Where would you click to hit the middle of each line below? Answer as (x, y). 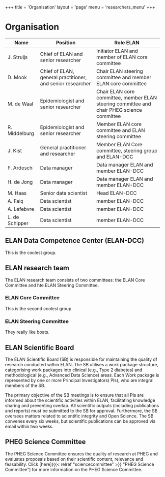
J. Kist (15, 151)
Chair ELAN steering (120, 71)
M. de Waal (20, 104)
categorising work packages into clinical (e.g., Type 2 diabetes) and (74, 370)
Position (66, 42)
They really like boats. (27, 332)
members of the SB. (25, 385)
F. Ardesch (20, 168)
